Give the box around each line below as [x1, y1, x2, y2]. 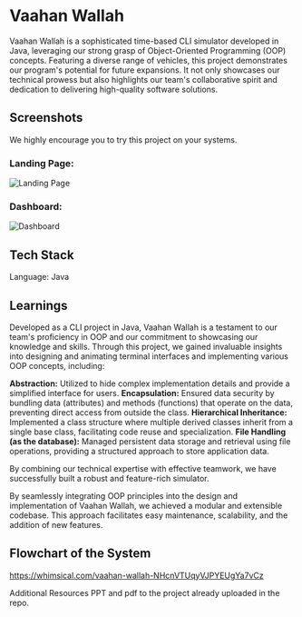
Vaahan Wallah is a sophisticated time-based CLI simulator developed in [9, 35, 279, 46]
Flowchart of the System [9, 546, 151, 562]
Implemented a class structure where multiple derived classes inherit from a [9, 416, 293, 427]
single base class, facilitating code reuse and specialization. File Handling [9, 426, 287, 437]
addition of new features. [9, 519, 103, 530]
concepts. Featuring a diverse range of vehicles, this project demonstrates [9, 55, 288, 65]
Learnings [9, 297, 68, 313]
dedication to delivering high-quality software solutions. [9, 84, 219, 95]
